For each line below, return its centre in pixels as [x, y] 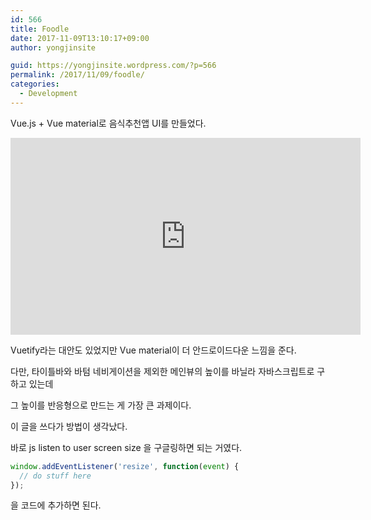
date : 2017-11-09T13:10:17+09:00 [80, 38]
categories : [35, 84]
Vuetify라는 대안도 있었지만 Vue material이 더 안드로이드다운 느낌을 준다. [153, 350]
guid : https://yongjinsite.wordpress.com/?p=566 [113, 66]
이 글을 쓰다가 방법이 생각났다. [69, 426]
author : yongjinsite [53, 47]
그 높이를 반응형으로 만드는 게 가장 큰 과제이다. [101, 405]
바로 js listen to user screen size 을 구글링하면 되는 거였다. [126, 447]
